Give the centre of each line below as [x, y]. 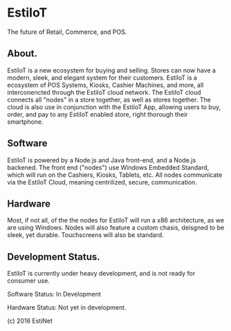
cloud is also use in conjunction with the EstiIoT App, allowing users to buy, [114, 107]
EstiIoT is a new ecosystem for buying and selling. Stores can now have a [112, 70]
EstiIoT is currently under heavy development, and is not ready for [101, 274]
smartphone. [25, 122]
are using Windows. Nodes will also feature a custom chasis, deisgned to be [116, 228]
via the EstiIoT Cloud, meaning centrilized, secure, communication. [102, 182]
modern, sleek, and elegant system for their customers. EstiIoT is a [102, 77]
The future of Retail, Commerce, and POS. [67, 32]
